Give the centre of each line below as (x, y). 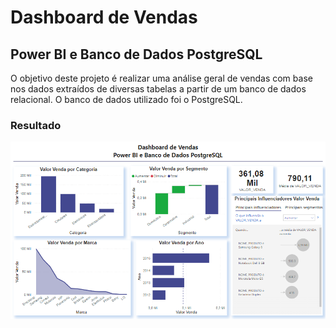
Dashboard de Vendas (104, 17)
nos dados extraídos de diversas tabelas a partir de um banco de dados (158, 89)
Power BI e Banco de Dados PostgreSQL (136, 54)
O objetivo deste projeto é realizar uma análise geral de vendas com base (161, 78)
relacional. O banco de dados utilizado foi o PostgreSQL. (126, 99)
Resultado (36, 125)
